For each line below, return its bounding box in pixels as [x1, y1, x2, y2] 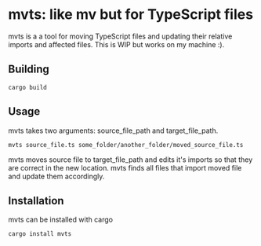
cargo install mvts [8, 230, 72, 238]
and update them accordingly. [8, 171, 105, 181]
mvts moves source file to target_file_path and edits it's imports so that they [8, 155, 253, 164]
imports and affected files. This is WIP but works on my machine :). [8, 39, 225, 49]
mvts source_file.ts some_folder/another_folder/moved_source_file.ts [8, 141, 244, 149]
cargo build [8, 83, 47, 91]
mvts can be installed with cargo [8, 215, 114, 225]
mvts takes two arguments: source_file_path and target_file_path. [8, 126, 219, 135]
